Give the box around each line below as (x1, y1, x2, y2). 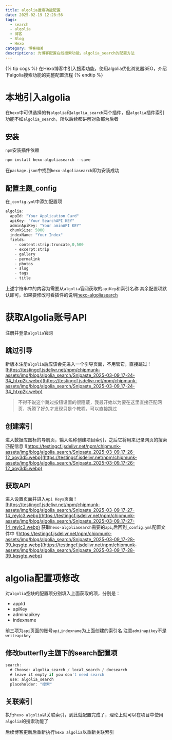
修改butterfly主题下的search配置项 (5, 649, 118, 657)
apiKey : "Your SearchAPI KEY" (10, 218, 74, 224)
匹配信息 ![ (5, 443, 28, 449)
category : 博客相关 (5, 46, 44, 51)
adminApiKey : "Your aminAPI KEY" (10, 223, 82, 228)
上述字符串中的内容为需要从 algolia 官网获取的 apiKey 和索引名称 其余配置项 (5, 286, 163, 292)
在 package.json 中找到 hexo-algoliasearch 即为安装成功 (5, 168, 120, 174)
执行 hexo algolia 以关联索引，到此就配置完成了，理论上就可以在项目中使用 (5, 712, 163, 718)
